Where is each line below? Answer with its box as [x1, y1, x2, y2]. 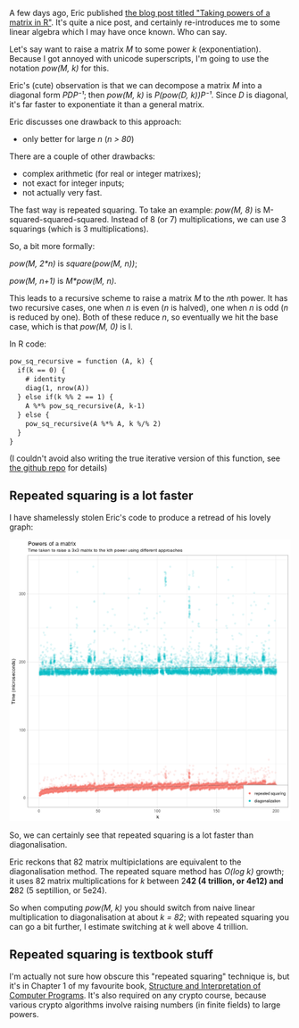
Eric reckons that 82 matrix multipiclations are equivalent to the [9, 857, 242, 867]
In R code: [9, 338, 47, 349]
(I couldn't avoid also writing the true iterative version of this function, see [9, 453, 281, 464]
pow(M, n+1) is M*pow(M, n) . [9, 276, 117, 286]
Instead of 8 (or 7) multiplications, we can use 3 [111, 214, 287, 224]
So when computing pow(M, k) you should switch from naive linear [9, 902, 256, 913]
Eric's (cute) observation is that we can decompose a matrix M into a [9, 80, 262, 90]
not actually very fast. [21, 188, 103, 197]
